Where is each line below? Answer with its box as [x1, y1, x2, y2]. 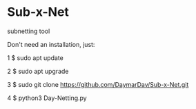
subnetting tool [7, 27, 50, 35]
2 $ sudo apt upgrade [7, 67, 69, 75]
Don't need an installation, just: [7, 40, 95, 48]
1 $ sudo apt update [7, 53, 63, 62]
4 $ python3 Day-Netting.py [7, 94, 88, 102]
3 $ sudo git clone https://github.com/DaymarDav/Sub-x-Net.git [7, 80, 189, 88]
